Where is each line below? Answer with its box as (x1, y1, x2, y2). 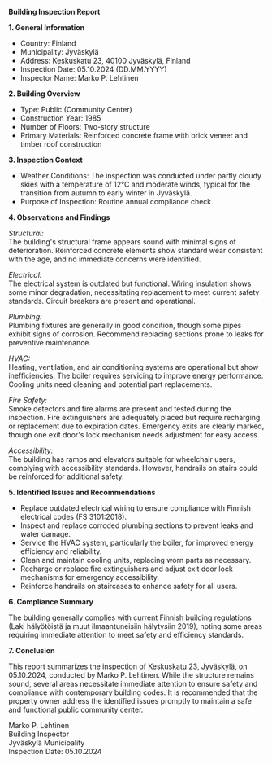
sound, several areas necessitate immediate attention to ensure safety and (8, 679, 258, 688)
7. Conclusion (8, 646, 55, 655)
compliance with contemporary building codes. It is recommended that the (8, 687, 258, 697)
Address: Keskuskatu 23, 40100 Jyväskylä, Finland (19, 56, 191, 65)
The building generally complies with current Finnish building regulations (8, 613, 252, 622)
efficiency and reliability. (19, 547, 102, 556)
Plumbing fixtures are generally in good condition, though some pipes (8, 321, 242, 330)
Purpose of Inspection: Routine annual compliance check (19, 197, 212, 206)
